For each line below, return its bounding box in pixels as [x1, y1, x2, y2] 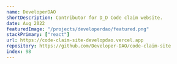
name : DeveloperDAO [6, 9, 56, 15]
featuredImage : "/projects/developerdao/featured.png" [6, 26, 149, 32]
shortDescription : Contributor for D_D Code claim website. [6, 15, 164, 21]
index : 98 [6, 49, 32, 55]
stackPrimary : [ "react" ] [6, 32, 70, 38]
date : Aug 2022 [6, 20, 45, 26]
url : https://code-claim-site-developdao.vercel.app [6, 37, 144, 43]
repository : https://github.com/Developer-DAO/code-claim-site [6, 43, 171, 49]
